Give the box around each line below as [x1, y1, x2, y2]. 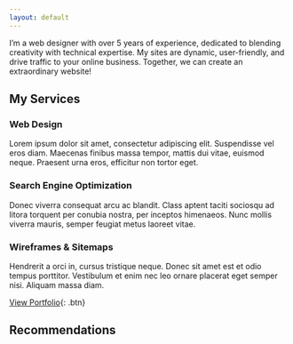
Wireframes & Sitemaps [9, 241, 114, 253]
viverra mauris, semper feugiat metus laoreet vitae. [9, 219, 196, 229]
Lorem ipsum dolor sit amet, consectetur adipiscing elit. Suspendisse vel [9, 139, 275, 149]
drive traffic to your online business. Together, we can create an [9, 56, 243, 67]
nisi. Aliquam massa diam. [9, 279, 105, 290]
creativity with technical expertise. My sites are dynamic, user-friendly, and [9, 46, 285, 58]
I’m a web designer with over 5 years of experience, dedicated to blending [9, 37, 281, 48]
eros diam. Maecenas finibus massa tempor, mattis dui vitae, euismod [9, 148, 265, 158]
